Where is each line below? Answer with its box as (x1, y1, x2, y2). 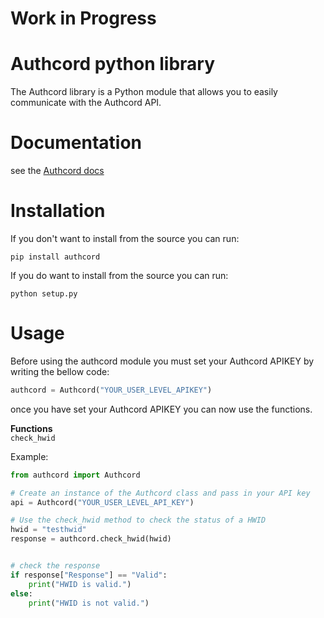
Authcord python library (10, 53, 216, 76)
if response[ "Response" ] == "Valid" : (10, 570, 168, 580)
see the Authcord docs (10, 165, 105, 177)
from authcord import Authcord (10, 470, 141, 480)
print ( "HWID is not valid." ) (28, 598, 150, 608)
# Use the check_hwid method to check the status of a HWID (10, 515, 267, 526)
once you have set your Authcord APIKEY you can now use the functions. (10, 403, 313, 415)
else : (10, 588, 33, 599)
